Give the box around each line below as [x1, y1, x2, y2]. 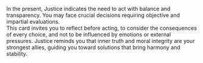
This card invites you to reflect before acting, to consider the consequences [6, 24, 197, 31]
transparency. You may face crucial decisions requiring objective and [6, 12, 180, 19]
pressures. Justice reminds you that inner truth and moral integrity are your [6, 38, 195, 44]
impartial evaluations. [6, 18, 60, 25]
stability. [6, 50, 27, 57]
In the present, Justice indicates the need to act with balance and [6, 5, 171, 12]
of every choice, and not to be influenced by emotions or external [6, 31, 171, 38]
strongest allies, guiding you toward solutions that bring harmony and [6, 44, 181, 51]
